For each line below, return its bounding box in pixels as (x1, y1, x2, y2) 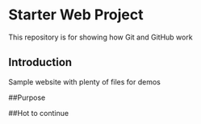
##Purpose (8, 93, 46, 102)
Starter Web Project (8, 6, 144, 24)
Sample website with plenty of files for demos (8, 76, 161, 86)
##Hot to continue (8, 108, 69, 118)
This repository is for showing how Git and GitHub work (8, 32, 193, 42)
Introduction (8, 56, 73, 69)
